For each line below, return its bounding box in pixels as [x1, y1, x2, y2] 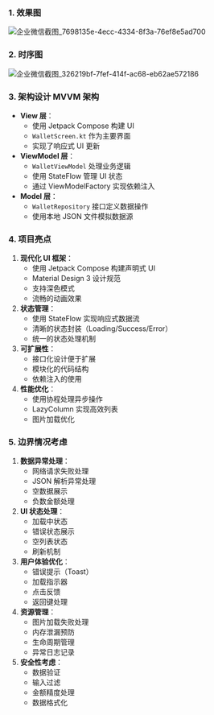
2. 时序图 [8, 49, 43, 60]
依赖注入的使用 [31, 374, 82, 384]
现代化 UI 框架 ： [19, 254, 74, 263]
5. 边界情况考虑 [8, 436, 68, 448]
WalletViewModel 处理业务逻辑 [31, 161, 131, 171]
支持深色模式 [31, 283, 75, 293]
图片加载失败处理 [31, 618, 89, 627]
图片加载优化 [31, 415, 75, 424]
